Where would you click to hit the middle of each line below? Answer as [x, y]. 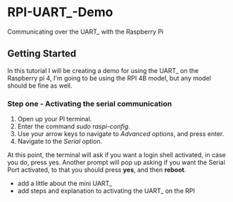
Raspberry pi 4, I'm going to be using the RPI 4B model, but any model [109, 78]
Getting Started [42, 54]
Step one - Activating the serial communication [90, 104]
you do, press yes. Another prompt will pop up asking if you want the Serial [116, 163]
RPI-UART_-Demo [60, 12]
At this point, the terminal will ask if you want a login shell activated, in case [117, 155]
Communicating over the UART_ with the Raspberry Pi [86, 32]
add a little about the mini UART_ [65, 184]
